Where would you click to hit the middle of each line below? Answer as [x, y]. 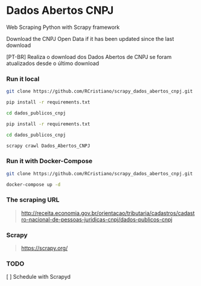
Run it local [23, 79]
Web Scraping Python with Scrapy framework [63, 27]
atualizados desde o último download [53, 63]
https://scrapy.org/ [44, 248]
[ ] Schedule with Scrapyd [39, 277]
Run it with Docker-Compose [49, 161]
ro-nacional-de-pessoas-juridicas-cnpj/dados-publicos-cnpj [97, 219]
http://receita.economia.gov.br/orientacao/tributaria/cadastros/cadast [108, 213]
